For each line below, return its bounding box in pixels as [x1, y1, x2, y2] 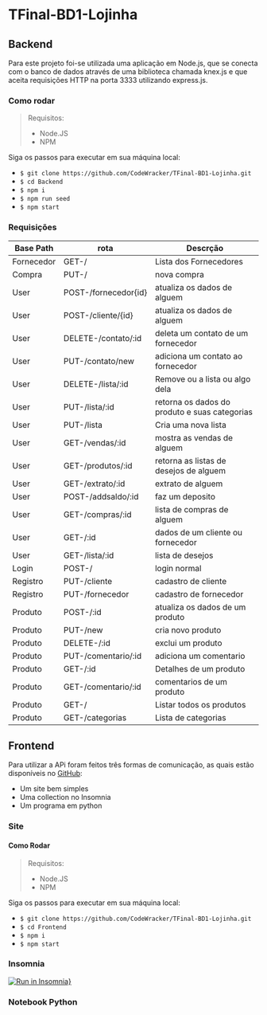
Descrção [186, 242, 224, 253]
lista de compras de [154, 504, 229, 515]
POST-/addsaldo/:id [63, 491, 139, 502]
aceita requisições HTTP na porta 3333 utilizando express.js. [8, 76, 208, 84]
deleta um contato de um [154, 327, 249, 339]
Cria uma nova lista [154, 419, 226, 430]
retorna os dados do [154, 396, 230, 407]
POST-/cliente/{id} [63, 309, 133, 320]
